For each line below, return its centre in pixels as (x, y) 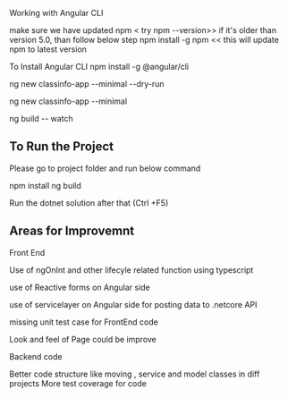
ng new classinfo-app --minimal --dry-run (87, 84)
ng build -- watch (41, 119)
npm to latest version (48, 49)
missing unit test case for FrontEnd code (84, 322)
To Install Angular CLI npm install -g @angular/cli (99, 67)
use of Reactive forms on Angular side (80, 287)
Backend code (36, 356)
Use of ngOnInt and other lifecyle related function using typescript (131, 270)
